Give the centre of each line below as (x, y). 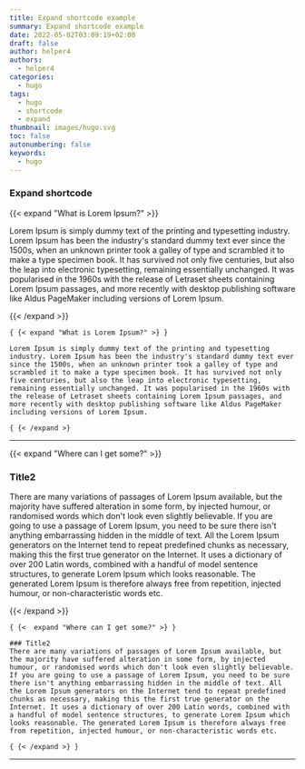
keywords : (28, 153)
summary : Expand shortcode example (77, 26)
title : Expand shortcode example (73, 18)
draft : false (34, 43)
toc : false (30, 136)
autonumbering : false (50, 145)
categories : (32, 77)
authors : (26, 60)
